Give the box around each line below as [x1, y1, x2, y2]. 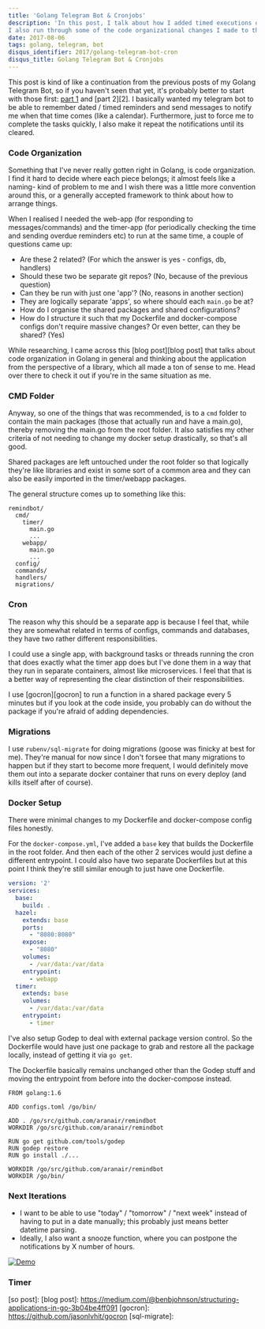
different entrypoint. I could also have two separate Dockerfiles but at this [8, 856, 248, 865]
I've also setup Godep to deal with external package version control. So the [8, 1033, 253, 1043]
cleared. [8, 127, 35, 137]
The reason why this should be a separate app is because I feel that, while [8, 617, 250, 627]
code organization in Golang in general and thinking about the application [8, 354, 247, 363]
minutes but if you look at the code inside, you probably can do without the [8, 698, 252, 707]
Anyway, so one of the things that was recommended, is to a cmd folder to [8, 408, 247, 418]
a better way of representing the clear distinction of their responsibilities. [8, 674, 244, 683]
